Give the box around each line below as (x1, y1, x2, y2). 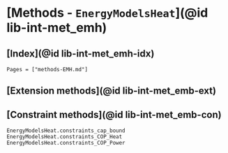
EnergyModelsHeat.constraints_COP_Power (6, 140, 126, 147)
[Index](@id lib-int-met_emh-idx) (6, 48, 155, 59)
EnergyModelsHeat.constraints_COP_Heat (6, 133, 123, 140)
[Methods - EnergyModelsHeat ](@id (6, 5, 208, 21)
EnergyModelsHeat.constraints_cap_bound (6, 127, 126, 134)
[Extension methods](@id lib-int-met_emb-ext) (6, 85, 217, 97)
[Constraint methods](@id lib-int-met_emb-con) (6, 108, 222, 120)
